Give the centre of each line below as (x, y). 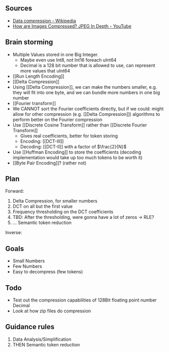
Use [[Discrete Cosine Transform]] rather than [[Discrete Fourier (80, 125)
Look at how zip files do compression (52, 311)
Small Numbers (29, 261)
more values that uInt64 (45, 70)
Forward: (15, 191)
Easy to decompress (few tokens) (48, 272)
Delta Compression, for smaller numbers (55, 201)
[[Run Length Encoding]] (38, 76)
